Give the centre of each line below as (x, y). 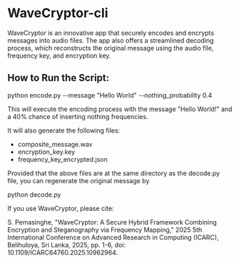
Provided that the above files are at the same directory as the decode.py (113, 173)
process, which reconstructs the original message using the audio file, (111, 48)
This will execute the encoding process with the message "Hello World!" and (120, 109)
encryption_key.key (46, 152)
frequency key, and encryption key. (59, 56)
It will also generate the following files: (64, 130)
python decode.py (34, 195)
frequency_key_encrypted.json (63, 159)
